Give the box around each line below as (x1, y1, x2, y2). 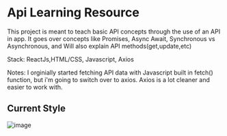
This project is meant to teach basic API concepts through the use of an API (7, 27, 221, 36)
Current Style (7, 103, 66, 114)
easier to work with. (7, 83, 63, 91)
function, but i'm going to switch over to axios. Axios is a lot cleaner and (7, 75, 210, 83)
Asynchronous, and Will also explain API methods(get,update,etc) (7, 42, 192, 50)
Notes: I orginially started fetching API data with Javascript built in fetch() (7, 68, 213, 77)
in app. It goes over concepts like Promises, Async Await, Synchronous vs (7, 34, 215, 42)
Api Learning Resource (7, 5, 140, 21)
